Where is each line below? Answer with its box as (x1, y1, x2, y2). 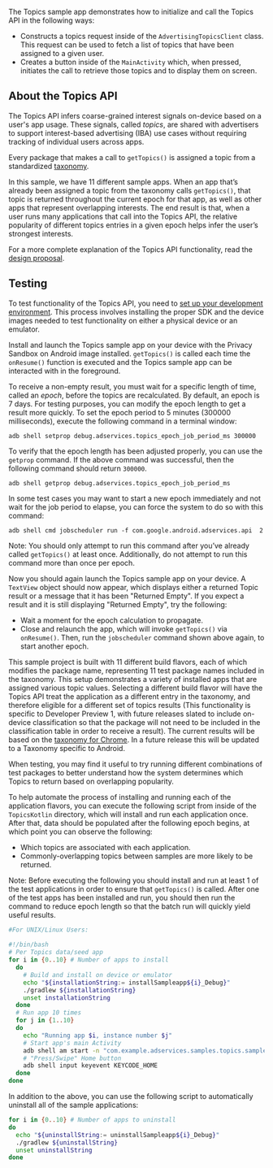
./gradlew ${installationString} (23, 986, 136, 994)
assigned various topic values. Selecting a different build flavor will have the (8, 683, 263, 693)
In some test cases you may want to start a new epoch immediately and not (8, 493, 262, 503)
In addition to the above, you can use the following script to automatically (8, 1092, 253, 1101)
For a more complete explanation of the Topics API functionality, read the (8, 244, 253, 254)
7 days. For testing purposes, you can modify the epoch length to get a (8, 398, 246, 409)
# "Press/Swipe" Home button (23, 1054, 122, 1062)
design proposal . (8, 253, 65, 263)
